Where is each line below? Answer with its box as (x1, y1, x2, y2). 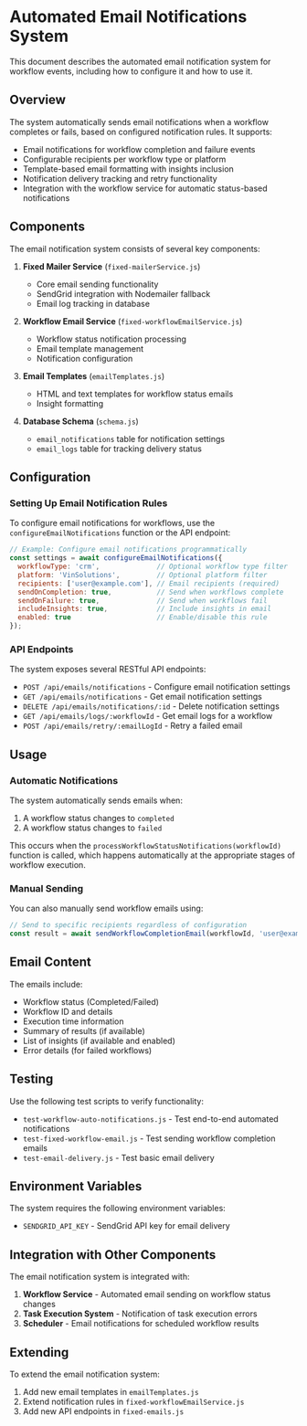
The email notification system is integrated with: (9, 1272, 190, 1283)
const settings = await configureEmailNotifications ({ (9, 554, 223, 563)
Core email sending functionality (36, 279, 159, 290)
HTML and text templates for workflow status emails (36, 388, 234, 399)
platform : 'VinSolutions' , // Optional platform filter (17, 570, 268, 579)
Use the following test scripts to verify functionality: (9, 1095, 204, 1106)
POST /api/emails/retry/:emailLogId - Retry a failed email (22, 720, 243, 732)
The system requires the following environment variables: (9, 1203, 226, 1214)
